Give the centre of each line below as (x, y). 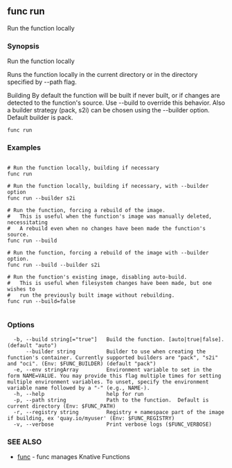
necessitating (28, 223)
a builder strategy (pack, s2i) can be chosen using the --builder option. (108, 110)
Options (21, 325)
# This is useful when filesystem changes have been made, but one (110, 284)
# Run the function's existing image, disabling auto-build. (97, 277)
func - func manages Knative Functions (73, 457)
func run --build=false (42, 302)
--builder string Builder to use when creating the (116, 352)
